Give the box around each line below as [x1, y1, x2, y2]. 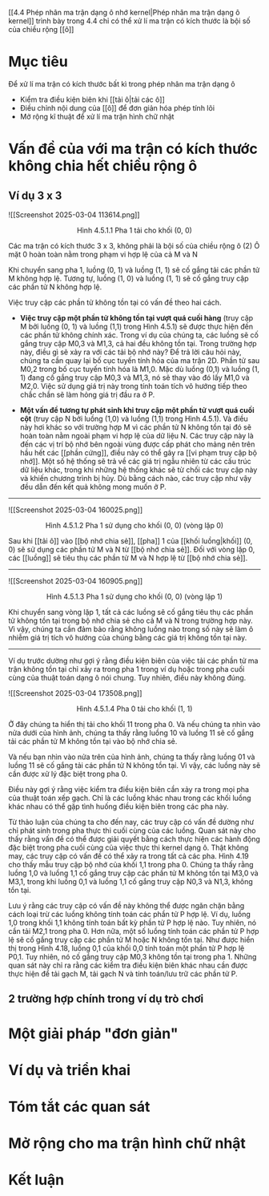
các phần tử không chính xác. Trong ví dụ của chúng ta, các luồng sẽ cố [19, 329, 259, 340]
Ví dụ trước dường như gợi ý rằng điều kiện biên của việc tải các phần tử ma [8, 656, 259, 665]
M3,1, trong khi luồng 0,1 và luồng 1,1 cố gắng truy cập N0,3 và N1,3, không [8, 876, 254, 886]
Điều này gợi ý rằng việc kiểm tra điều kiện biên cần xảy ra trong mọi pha [8, 784, 250, 794]
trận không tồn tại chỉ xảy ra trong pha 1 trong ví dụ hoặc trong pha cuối [8, 664, 245, 673]
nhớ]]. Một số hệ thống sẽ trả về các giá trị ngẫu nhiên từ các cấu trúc [19, 456, 251, 466]
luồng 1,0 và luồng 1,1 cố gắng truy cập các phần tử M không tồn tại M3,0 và [8, 868, 259, 878]
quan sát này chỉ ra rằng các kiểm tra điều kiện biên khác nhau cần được [8, 960, 248, 970]
